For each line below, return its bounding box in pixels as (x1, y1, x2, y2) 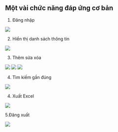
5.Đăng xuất (5, 112, 30, 118)
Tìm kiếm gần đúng (12, 74, 52, 80)
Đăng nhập (12, 17, 35, 23)
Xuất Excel (12, 93, 34, 99)
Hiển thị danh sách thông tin (12, 35, 70, 41)
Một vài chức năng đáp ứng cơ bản (5, 4, 114, 12)
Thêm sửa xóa (12, 54, 42, 61)
